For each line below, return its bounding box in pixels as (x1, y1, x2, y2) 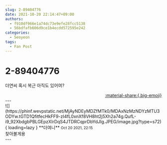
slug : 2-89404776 (5, 7, 41, 12)
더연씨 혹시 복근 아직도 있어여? (5, 82, 65, 88)
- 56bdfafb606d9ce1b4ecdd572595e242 (9, 26, 85, 31)
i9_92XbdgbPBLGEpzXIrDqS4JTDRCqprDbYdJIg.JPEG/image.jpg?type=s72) (5, 118, 162, 124)
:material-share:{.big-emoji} (105, 92, 162, 98)
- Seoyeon (9, 35, 30, 40)
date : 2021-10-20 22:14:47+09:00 (5, 12, 75, 17)
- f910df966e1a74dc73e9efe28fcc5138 (9, 21, 85, 26)
